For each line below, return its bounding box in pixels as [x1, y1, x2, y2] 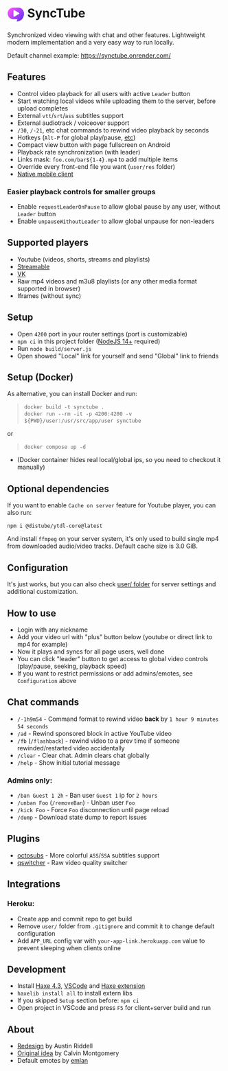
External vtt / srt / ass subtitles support [16, 111, 124, 119]
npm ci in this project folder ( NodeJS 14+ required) [16, 337, 161, 345]
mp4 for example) [16, 640, 68, 648]
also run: [7, 509, 32, 517]
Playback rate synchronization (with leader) [16, 148, 141, 156]
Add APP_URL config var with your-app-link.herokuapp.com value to [16, 936, 205, 945]
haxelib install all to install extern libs [16, 989, 133, 998]
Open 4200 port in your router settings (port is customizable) [16, 330, 187, 338]
